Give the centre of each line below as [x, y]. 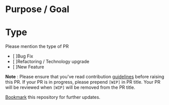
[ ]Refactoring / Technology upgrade [51, 62]
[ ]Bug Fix [23, 56]
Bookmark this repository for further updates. [53, 97]
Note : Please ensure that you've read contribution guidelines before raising [85, 77]
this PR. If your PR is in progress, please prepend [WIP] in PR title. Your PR [83, 82]
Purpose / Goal [37, 9]
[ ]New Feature [28, 67]
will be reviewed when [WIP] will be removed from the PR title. [70, 87]
